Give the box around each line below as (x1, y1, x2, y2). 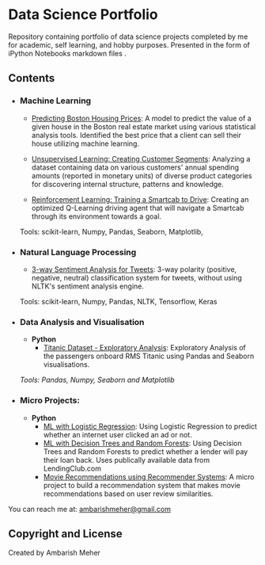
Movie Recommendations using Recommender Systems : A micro (43, 471, 255, 481)
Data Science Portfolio (8, 6, 158, 24)
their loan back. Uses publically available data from (43, 455, 210, 464)
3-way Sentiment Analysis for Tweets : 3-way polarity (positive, (31, 264, 237, 274)
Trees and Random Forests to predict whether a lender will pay (43, 446, 248, 456)
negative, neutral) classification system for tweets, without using (31, 273, 243, 282)
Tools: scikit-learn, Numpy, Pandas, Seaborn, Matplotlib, (19, 227, 203, 236)
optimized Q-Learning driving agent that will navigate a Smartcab (31, 203, 244, 212)
